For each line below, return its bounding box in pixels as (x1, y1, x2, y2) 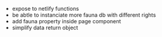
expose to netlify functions (12, 5, 79, 12)
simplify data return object (12, 24, 78, 31)
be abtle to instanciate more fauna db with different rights (12, 11, 157, 18)
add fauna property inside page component (12, 18, 121, 24)
